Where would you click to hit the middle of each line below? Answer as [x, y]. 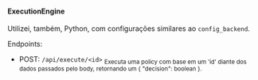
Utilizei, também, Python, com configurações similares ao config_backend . [129, 29]
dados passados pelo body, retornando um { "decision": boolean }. [110, 69]
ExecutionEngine [36, 11]
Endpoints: [25, 44]
